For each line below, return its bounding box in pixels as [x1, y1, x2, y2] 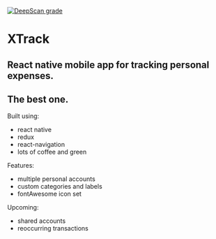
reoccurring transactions [17, 224, 89, 233]
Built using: [7, 112, 40, 120]
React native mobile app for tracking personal [7, 59, 210, 71]
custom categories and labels [17, 182, 102, 191]
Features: [7, 161, 35, 170]
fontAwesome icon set [17, 189, 82, 198]
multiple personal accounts [17, 175, 95, 183]
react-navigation [17, 140, 65, 149]
